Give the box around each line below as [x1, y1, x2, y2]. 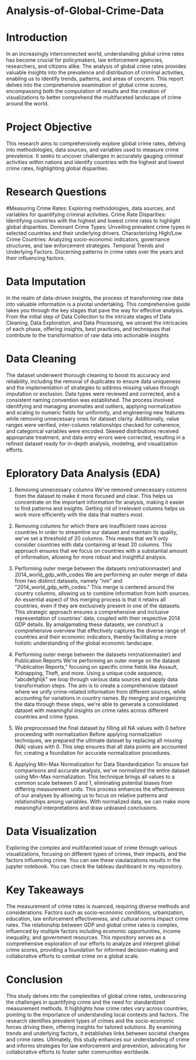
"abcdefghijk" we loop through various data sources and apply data [14, 675, 178, 683]
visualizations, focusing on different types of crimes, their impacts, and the [6, 850, 187, 857]
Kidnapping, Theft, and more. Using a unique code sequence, [14, 669, 163, 676]
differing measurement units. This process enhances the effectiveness [14, 785, 185, 792]
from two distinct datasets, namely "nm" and [14, 577, 123, 584]
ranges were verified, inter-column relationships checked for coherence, [6, 421, 181, 428]
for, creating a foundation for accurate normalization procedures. [14, 749, 171, 756]
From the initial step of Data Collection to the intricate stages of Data [6, 313, 171, 320]
